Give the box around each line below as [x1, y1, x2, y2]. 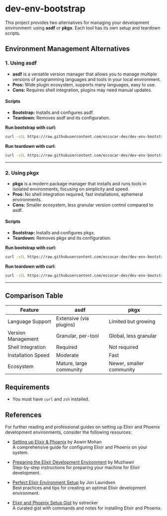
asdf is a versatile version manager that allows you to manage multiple [12, 71, 157, 77]
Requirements [5, 383, 50, 392]
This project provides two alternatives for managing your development [5, 19, 149, 25]
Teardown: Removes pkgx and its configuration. [12, 235, 111, 241]
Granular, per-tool [56, 332, 99, 339]
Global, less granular [108, 332, 157, 339]
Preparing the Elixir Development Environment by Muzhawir [12, 459, 135, 465]
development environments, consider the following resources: [5, 429, 132, 435]
